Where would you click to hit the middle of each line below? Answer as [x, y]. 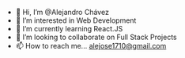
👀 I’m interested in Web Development [76, 20]
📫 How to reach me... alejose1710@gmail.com [91, 46]
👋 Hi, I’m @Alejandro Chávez [62, 12]
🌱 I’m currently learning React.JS [69, 29]
